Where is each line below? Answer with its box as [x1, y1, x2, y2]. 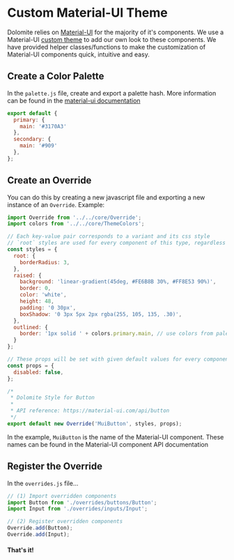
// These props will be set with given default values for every [7, 356, 201, 363]
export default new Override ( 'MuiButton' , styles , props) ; [7, 420, 182, 427]
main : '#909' [19, 142, 58, 149]
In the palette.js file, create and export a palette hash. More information [7, 89, 217, 97]
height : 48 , [19, 298, 54, 305]
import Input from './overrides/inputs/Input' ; [7, 506, 148, 513]
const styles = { [7, 246, 58, 253]
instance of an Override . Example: [7, 200, 105, 209]
